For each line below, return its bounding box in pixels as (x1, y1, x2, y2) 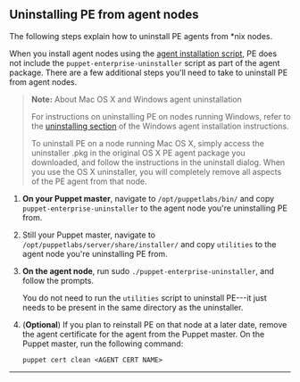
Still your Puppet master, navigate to (21, 229, 156, 240)
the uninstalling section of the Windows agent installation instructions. (30, 120, 289, 131)
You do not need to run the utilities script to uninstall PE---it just (21, 292, 268, 303)
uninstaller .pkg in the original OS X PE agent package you (30, 147, 246, 158)
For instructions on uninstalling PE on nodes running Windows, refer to (30, 111, 292, 121)
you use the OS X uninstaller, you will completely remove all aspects (30, 166, 282, 177)
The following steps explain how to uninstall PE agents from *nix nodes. (9, 30, 273, 41)
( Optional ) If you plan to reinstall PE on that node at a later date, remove (21, 319, 287, 329)
